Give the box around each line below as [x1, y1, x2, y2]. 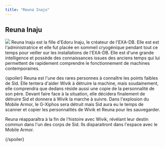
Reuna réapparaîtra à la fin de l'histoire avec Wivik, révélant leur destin [5, 116, 149, 122]
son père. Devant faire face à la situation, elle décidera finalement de [5, 91, 145, 97]
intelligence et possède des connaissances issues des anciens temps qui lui [5, 55, 160, 61]
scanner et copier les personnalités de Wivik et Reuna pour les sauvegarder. [5, 107, 161, 113]
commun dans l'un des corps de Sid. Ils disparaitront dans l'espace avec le [5, 122, 158, 128]
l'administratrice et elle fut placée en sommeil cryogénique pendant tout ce [5, 45, 158, 50]
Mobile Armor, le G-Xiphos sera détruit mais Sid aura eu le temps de [5, 101, 144, 107]
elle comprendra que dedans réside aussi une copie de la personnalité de [5, 86, 155, 92]
